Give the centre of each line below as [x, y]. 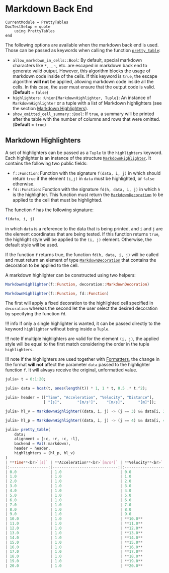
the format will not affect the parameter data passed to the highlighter [78, 365]
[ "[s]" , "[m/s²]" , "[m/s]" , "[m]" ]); [100, 402]
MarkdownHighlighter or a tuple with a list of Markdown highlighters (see [87, 103]
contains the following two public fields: [47, 163]
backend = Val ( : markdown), [43, 444]
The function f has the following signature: [50, 210]
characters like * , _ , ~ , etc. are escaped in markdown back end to [80, 65]
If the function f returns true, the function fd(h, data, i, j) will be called [82, 254]
